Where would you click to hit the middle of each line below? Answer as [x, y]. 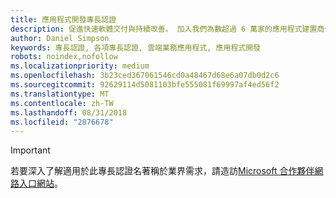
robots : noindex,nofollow [64, 57]
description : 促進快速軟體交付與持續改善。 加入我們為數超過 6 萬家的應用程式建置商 [167, 29]
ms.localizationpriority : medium [80, 66]
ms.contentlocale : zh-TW [62, 103]
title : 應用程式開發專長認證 [63, 19]
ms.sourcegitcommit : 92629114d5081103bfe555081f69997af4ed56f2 [145, 85]
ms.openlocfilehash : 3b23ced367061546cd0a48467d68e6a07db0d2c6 [145, 76]
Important [30, 150]
